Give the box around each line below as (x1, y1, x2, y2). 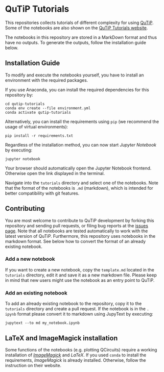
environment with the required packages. (5, 77, 88, 83)
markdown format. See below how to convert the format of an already (5, 238, 146, 244)
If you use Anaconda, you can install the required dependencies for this (5, 87, 149, 93)
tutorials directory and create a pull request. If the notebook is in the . (5, 306, 149, 312)
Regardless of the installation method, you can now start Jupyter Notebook (5, 142, 157, 148)
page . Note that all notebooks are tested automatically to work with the (5, 228, 148, 234)
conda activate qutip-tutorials (5, 110, 71, 115)
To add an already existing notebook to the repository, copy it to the (5, 300, 142, 307)
